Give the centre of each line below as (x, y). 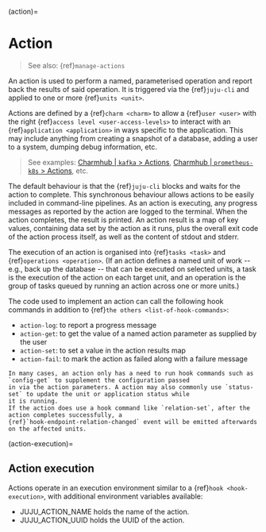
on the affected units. (48, 429)
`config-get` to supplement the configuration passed (99, 380)
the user (33, 341)
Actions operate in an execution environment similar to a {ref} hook (116, 488)
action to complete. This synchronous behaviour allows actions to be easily (131, 195)
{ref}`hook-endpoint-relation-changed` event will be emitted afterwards (133, 422)
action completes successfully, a (66, 415)
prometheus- (234, 163)
